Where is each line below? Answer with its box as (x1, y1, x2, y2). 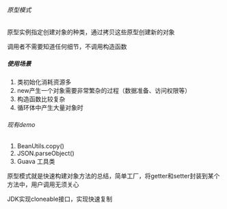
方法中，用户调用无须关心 (7, 180, 79, 189)
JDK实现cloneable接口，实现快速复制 (7, 195, 113, 204)
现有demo (7, 120, 36, 128)
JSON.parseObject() (16, 150, 75, 158)
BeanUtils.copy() (16, 142, 65, 150)
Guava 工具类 (16, 157, 55, 166)
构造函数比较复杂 (16, 95, 66, 103)
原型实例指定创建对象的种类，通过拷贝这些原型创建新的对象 (7, 28, 175, 36)
